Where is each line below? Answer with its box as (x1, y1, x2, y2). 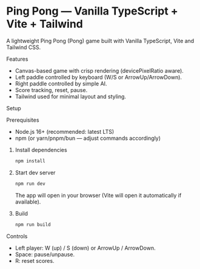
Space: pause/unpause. (15, 250, 75, 258)
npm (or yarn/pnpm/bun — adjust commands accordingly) (15, 134, 161, 142)
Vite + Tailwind (6, 17, 83, 31)
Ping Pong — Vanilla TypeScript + (6, 4, 179, 18)
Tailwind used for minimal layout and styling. (15, 93, 126, 100)
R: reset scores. (15, 257, 55, 264)
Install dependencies (15, 146, 68, 153)
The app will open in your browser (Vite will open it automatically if (15, 191, 182, 199)
